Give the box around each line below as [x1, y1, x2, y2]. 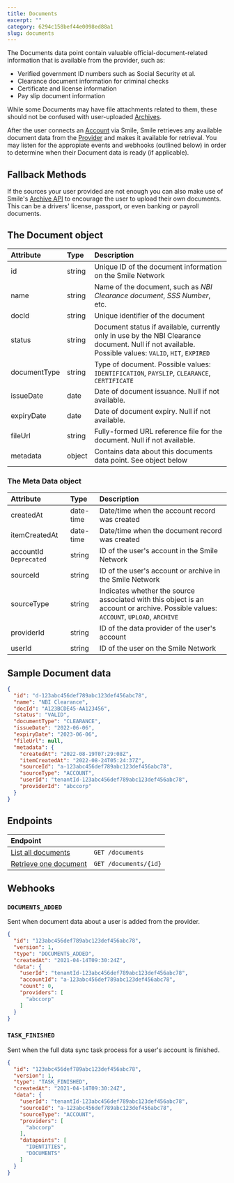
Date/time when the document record [99, 526, 222, 536]
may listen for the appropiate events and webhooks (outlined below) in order [7, 141, 226, 150]
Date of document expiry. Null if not [93, 406, 211, 416]
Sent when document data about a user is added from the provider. [7, 918, 201, 926]
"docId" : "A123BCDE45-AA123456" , [13, 705, 111, 712]
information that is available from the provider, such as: [7, 56, 166, 65]
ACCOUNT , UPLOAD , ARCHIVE [99, 612, 179, 622]
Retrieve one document [10, 858, 87, 868]
